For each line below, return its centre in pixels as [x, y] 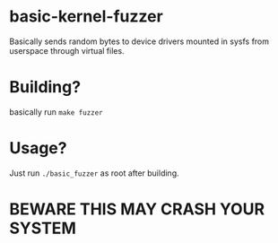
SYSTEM [43, 228]
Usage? [38, 148]
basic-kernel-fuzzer [86, 17]
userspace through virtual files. [67, 50]
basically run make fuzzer [56, 112]
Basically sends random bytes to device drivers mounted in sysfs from [139, 41]
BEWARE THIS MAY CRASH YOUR [137, 209]
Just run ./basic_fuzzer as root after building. [94, 173]
